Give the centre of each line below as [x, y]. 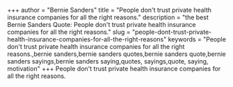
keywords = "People [197, 39]
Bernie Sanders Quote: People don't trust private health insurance [102, 25]
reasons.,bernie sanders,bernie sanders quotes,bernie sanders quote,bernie [116, 54]
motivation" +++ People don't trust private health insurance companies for [114, 69]
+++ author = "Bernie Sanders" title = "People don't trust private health [110, 10]
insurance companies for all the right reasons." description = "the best [108, 17]
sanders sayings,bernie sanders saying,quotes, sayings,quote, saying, [108, 61]
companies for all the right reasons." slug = [69, 32]
